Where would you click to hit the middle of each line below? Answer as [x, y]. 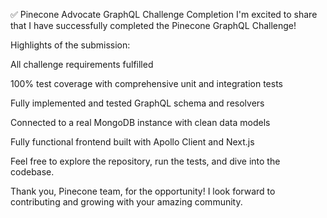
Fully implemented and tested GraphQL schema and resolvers [137, 103]
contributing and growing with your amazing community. [126, 202]
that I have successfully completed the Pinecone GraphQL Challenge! [153, 25]
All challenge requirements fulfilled [82, 64]
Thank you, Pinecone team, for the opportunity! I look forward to [143, 191]
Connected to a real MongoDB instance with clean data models [140, 122]
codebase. [32, 172]
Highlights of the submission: [70, 45]
